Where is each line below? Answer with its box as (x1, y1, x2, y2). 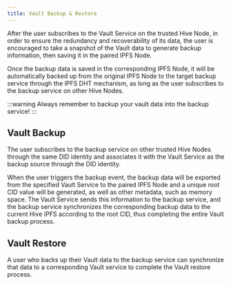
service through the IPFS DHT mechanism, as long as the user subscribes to (7, 79, 224, 87)
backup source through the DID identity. (7, 160, 121, 168)
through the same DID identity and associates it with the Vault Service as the (7, 153, 225, 161)
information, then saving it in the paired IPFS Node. (7, 51, 152, 59)
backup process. (7, 217, 55, 226)
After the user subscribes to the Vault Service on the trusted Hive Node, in (7, 29, 219, 37)
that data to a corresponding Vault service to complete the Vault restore (7, 263, 211, 271)
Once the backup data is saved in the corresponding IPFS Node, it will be (7, 64, 215, 72)
